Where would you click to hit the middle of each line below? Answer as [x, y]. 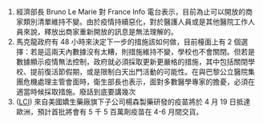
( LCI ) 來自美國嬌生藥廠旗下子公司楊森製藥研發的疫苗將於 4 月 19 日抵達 [133, 102]
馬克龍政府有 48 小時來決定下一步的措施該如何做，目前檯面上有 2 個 [128, 42]
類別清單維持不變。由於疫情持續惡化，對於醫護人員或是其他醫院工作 [136, 22]
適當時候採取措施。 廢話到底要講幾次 [76, 92]
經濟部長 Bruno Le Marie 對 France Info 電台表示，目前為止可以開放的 [131, 12]
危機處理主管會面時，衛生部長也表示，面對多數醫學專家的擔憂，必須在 [139, 82]
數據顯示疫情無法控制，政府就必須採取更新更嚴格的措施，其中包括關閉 [132, 62]
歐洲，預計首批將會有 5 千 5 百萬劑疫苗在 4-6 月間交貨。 [109, 112]
